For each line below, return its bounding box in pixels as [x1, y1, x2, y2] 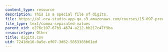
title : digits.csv [5, 35, 43, 40]
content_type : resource [5, 7, 55, 12]
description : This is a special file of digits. [5, 12, 108, 17]
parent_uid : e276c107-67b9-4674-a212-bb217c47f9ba [5, 26, 113, 31]
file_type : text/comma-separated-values [5, 21, 91, 26]
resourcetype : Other [5, 30, 48, 35]
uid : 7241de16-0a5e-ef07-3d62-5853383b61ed [5, 40, 97, 45]
